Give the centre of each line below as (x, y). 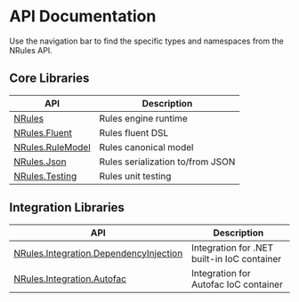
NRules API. (31, 50)
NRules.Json (40, 162)
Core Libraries (49, 79)
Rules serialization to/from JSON (167, 162)
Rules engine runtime (144, 118)
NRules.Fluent (43, 132)
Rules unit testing (135, 176)
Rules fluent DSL (134, 132)
